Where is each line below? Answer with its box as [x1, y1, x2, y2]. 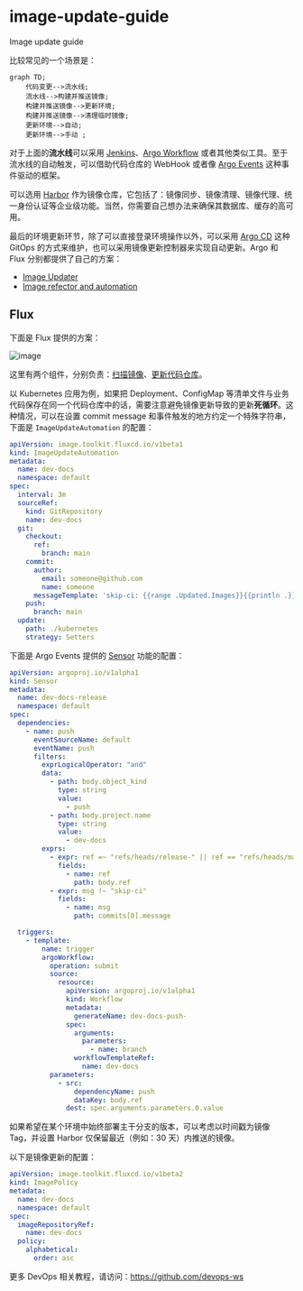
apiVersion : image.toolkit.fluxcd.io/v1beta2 [9, 1170, 183, 1179]
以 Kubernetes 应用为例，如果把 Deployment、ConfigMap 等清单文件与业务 [9, 388, 290, 399]
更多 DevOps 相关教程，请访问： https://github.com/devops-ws [9, 1270, 244, 1282]
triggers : [17, 927, 54, 936]
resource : [57, 978, 95, 987]
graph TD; [9, 72, 47, 82]
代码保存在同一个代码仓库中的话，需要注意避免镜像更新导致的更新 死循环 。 [9, 399, 286, 410]
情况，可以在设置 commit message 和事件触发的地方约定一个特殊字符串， [16, 410, 291, 421]
